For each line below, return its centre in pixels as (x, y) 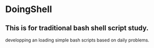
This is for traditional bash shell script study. (77, 28)
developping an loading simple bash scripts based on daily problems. (77, 40)
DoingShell (29, 9)
